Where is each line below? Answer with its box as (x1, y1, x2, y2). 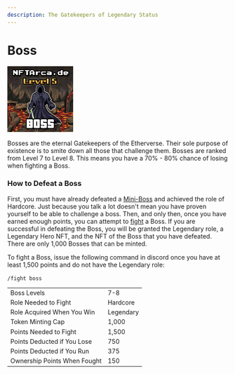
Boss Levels (10, 288, 46, 297)
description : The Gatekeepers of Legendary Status (7, 11, 159, 18)
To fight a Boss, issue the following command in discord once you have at (7, 253, 221, 261)
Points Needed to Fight (10, 327, 77, 336)
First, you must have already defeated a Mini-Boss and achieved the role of (7, 194, 224, 203)
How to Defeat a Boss (7, 179, 82, 189)
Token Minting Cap (10, 318, 65, 326)
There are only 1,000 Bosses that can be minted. (7, 239, 147, 248)
